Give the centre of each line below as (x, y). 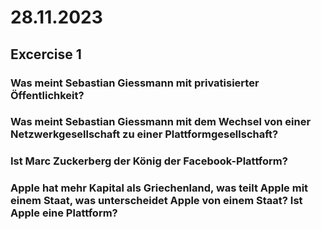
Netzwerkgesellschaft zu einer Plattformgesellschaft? (144, 134)
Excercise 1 (46, 54)
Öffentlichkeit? (47, 95)
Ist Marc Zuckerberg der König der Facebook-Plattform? (149, 161)
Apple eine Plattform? (64, 213)
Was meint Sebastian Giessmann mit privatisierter (135, 83)
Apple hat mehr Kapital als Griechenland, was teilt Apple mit (159, 188)
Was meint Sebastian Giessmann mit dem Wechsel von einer (161, 122)
